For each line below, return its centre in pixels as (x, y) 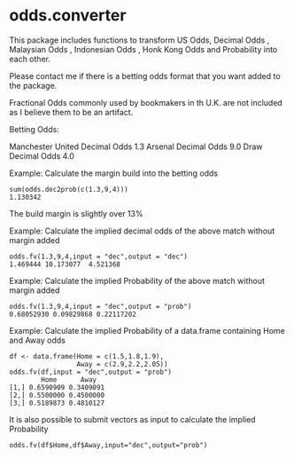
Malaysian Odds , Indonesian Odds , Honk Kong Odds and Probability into (143, 49)
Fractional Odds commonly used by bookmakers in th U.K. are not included (146, 102)
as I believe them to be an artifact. (71, 112)
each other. (30, 59)
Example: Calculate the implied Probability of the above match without (137, 280)
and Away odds (38, 340)
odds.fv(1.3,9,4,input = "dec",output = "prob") (101, 306)
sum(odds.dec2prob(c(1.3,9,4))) (69, 189)
